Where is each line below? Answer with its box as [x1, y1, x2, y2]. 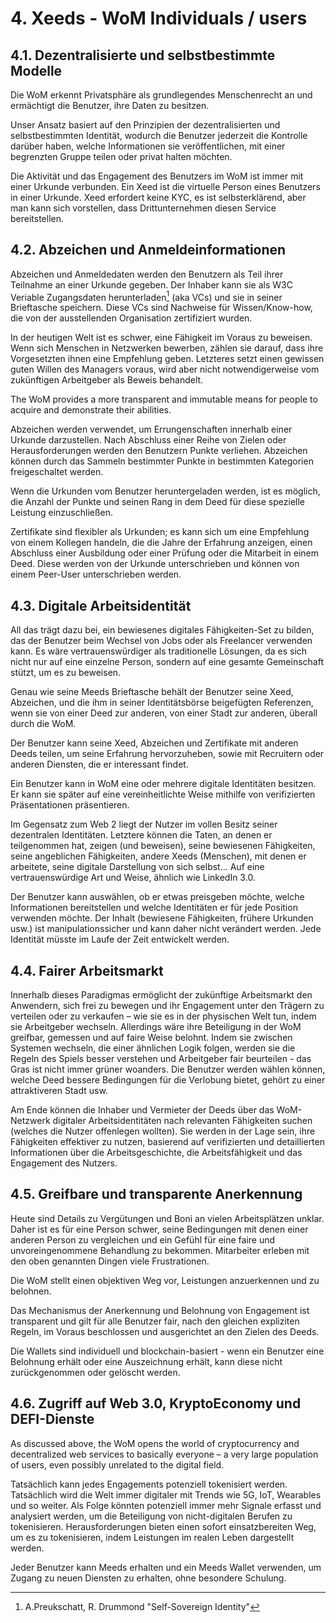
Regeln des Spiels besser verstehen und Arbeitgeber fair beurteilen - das [10, 1053, 312, 1065]
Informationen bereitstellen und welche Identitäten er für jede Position [10, 902, 298, 914]
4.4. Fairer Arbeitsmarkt [10, 962, 164, 979]
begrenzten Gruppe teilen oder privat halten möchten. [10, 151, 233, 162]
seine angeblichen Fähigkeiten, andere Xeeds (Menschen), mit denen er [10, 850, 307, 862]
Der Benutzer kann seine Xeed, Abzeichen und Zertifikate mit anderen [10, 737, 299, 749]
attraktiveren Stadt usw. [10, 1085, 108, 1097]
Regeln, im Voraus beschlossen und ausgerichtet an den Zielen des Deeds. [10, 1325, 320, 1337]
